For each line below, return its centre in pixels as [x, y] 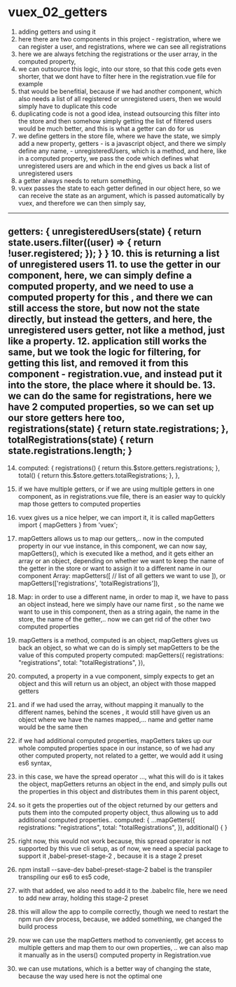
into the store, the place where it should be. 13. [112, 385]
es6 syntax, [35, 763]
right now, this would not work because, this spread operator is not [115, 841]
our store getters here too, [67, 418]
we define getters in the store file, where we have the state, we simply [119, 136]
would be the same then [53, 727]
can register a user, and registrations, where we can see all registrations [122, 46]
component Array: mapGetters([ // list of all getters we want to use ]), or [122, 575]
